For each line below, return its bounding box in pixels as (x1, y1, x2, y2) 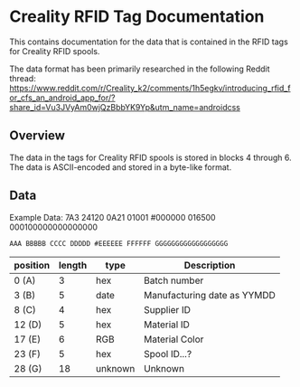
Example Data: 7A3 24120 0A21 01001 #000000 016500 (9, 212, 216, 222)
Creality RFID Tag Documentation (9, 6, 265, 27)
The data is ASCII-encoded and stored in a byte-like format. (9, 161, 232, 173)
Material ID (143, 318, 190, 331)
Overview (9, 128, 66, 144)
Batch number (143, 274, 204, 287)
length (58, 259, 88, 271)
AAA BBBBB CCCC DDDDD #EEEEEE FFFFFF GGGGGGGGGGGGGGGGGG (9, 239, 229, 248)
